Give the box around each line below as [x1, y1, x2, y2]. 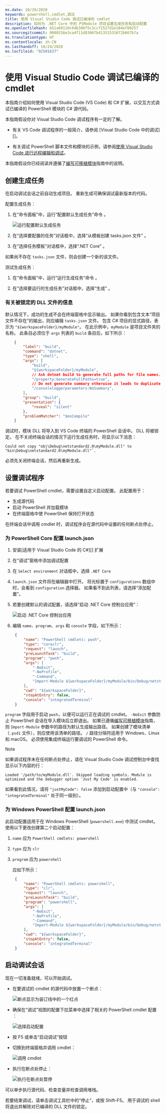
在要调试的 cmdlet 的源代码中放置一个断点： [12, 985, 103, 991]
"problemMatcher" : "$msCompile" [23, 414, 90, 418]
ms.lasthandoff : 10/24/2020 [5, 44, 63, 49]
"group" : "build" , [23, 395, 61, 400]
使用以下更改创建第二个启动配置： [5, 825, 75, 831]
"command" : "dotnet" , [23, 349, 68, 354]
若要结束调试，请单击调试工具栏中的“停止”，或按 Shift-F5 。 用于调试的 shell [5, 1097, 160, 1103]
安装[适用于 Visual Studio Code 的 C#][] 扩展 [12, 547, 104, 553]
